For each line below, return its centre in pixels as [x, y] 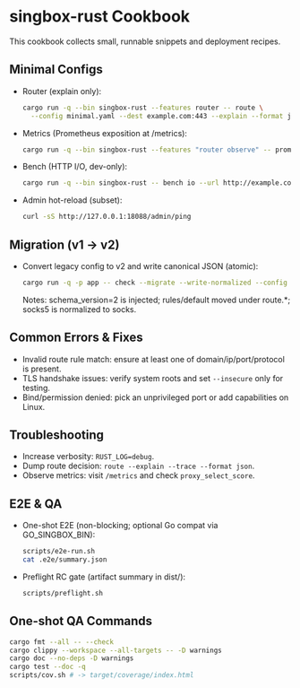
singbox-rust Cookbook [100, 17]
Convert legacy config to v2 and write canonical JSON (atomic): [140, 266]
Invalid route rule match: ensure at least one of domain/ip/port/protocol [153, 359]
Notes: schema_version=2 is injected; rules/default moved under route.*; [156, 300]
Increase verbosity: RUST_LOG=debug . [88, 457]
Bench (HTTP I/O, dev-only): [75, 167]
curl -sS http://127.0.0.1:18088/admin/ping [107, 217]
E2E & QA [36, 504]
